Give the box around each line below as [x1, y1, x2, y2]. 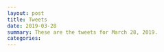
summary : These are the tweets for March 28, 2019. [7, 28, 158, 36]
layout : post [7, 9, 45, 17]
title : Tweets [7, 16, 48, 23]
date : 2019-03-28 [7, 22, 57, 29]
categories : [7, 35, 41, 42]
